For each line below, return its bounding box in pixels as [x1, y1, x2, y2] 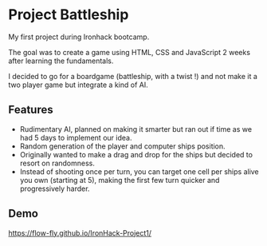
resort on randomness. [19, 158, 96, 168]
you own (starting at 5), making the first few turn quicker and [19, 175, 220, 184]
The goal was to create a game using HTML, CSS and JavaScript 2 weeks [8, 47, 251, 57]
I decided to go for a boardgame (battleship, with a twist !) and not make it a [8, 71, 257, 81]
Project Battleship [8, 6, 129, 24]
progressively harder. [19, 184, 90, 193]
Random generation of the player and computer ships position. [19, 141, 226, 151]
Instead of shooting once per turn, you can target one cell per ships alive [19, 166, 259, 177]
